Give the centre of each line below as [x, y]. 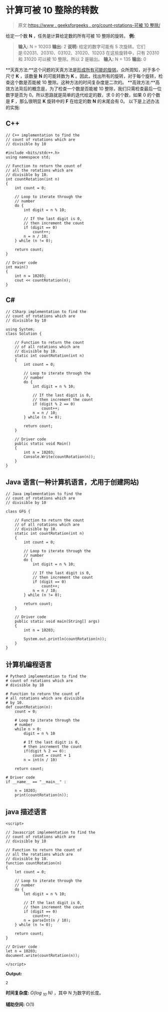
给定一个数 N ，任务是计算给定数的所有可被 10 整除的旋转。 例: [70, 36]
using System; [20, 329]
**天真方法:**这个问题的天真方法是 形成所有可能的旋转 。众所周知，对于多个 [83, 70]
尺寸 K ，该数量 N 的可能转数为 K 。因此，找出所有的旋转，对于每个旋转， [82, 76]
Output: [14, 974]
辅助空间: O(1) [20, 1004]
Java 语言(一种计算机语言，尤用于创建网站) [72, 482]
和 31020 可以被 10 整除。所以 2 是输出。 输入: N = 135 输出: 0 [82, 59]
